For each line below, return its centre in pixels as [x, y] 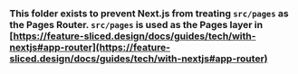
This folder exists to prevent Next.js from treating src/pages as [149, 14]
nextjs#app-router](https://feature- [90, 47]
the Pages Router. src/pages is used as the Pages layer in [136, 24]
